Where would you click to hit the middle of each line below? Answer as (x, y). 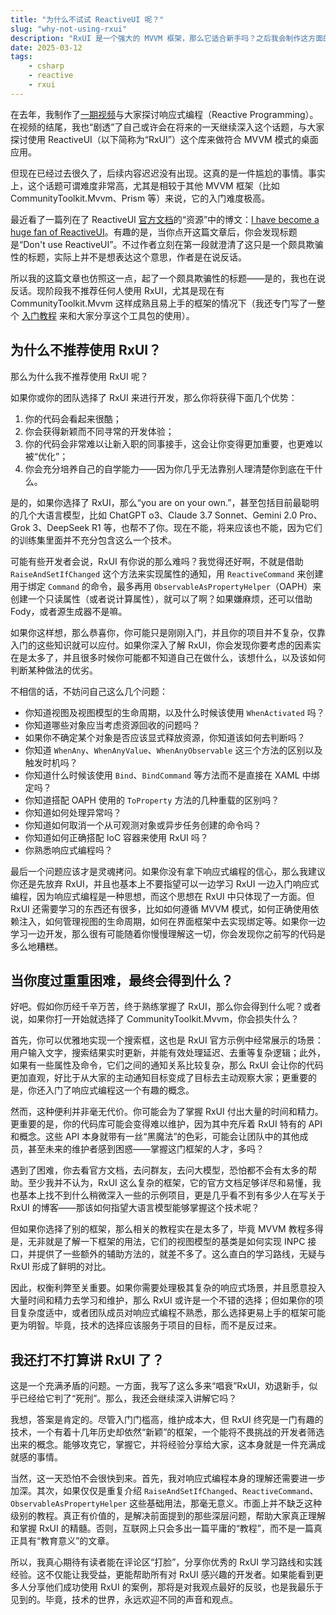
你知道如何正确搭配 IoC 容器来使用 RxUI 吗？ (116, 837)
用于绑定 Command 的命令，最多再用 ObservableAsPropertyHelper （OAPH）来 (166, 586)
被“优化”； (46, 456)
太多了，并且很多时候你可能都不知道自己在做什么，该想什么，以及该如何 (176, 657)
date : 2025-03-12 (46, 47)
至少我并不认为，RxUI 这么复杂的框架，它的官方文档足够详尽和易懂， (170, 1183)
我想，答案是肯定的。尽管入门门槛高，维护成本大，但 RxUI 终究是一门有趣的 (167, 1420)
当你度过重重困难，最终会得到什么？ (122, 980)
